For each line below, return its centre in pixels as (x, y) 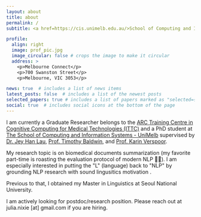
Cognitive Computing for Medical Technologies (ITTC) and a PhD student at (99, 128)
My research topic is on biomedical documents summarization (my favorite (98, 153)
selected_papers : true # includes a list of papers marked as (85, 100)
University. (19, 190)
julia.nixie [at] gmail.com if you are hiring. (57, 207)
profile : (17, 39)
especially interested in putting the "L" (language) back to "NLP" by (89, 165)
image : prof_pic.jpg (37, 50)
